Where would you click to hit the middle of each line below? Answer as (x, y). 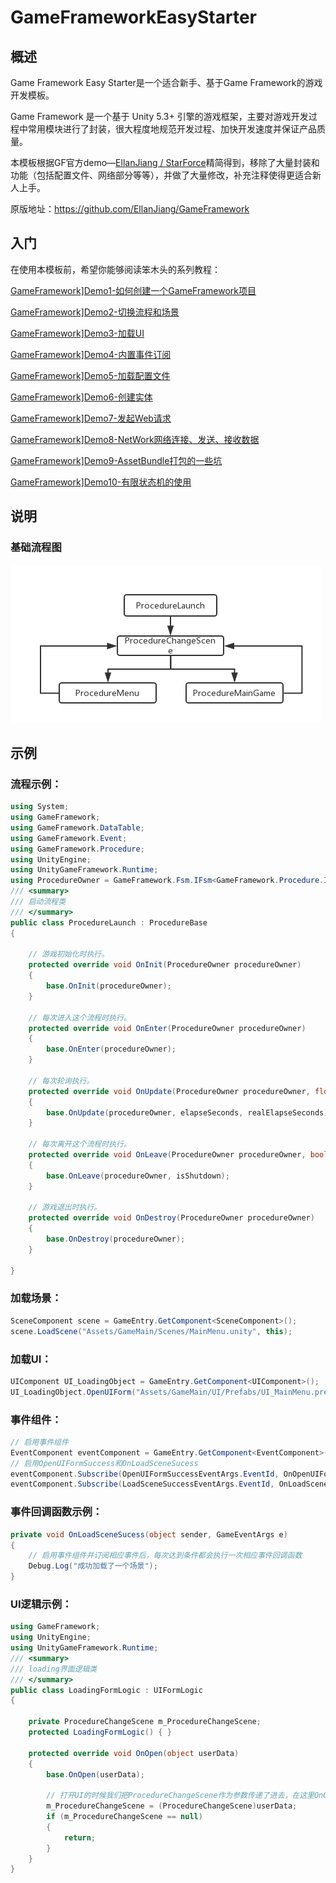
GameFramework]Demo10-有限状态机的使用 (101, 482)
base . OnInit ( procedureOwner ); (109, 986)
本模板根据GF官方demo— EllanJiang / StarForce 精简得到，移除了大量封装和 (165, 162)
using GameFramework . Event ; (69, 838)
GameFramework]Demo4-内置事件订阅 (91, 354)
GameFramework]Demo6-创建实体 (81, 397)
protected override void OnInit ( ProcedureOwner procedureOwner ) (165, 965)
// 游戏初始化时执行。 (69, 954)
